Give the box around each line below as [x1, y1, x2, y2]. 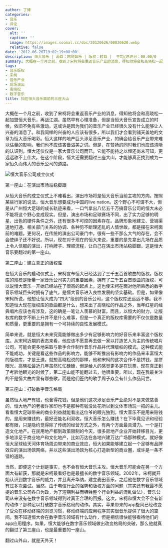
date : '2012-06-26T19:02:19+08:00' [5, 49, 79, 54]
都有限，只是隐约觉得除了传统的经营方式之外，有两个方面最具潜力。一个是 [5, 422, 158, 428]
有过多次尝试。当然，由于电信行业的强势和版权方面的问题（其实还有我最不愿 [5, 483, 163, 489]
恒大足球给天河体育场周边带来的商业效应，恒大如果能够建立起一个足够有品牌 [5, 441, 163, 447]
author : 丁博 [5, 7, 31, 13]
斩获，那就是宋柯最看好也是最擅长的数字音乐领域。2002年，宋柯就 [18, 470, 156, 476]
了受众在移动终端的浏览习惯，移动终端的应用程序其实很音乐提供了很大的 [5, 508, 154, 514]
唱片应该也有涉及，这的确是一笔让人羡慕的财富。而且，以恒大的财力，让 [9, 308, 158, 314]
